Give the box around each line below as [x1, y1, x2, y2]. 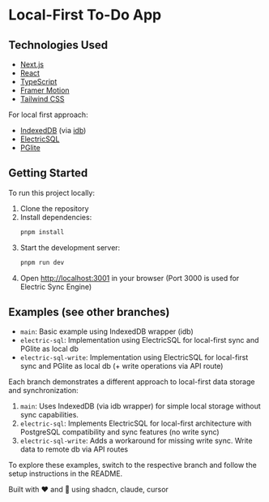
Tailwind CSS [19, 94, 65, 103]
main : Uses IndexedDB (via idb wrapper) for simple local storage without [19, 401, 261, 411]
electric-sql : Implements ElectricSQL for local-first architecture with [19, 418, 252, 428]
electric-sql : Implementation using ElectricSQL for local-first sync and [19, 335, 259, 345]
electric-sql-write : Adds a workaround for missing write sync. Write [19, 436, 253, 446]
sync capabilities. [19, 410, 79, 420]
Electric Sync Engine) [19, 282, 92, 292]
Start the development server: [19, 242, 121, 253]
